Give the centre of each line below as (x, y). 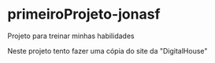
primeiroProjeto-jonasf (84, 14)
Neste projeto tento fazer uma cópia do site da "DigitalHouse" (107, 51)
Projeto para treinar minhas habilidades (71, 36)
